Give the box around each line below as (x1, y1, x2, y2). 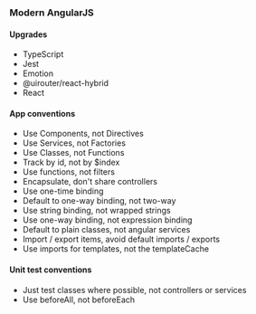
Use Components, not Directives (22, 128, 145, 139)
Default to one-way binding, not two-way (22, 195, 176, 206)
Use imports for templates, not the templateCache (22, 243, 210, 254)
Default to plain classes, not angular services (22, 224, 191, 235)
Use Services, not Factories (22, 138, 127, 148)
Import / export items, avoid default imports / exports (22, 233, 220, 245)
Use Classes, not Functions (22, 147, 125, 158)
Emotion (22, 68, 54, 79)
